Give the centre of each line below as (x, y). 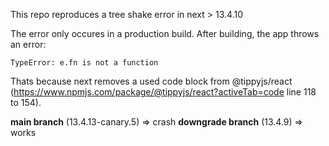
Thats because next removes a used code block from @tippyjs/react (151, 81)
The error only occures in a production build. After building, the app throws (165, 33)
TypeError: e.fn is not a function (84, 63)
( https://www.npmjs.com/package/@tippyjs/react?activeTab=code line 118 (163, 92)
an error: (28, 44)
